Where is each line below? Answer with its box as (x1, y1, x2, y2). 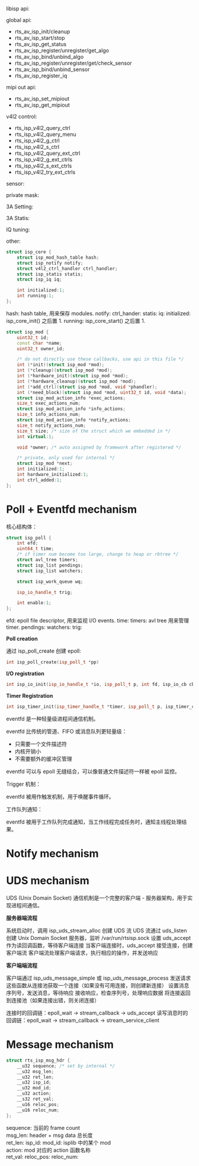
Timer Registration (6, 692, 53, 699)
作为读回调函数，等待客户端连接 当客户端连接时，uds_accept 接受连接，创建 (6, 942, 193, 949)
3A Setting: (6, 203, 34, 210)
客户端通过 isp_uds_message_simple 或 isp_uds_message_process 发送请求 (6, 974, 191, 981)
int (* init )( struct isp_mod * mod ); (17, 362, 105, 368)
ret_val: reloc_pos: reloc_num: (6, 1153, 79, 1160)
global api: (6, 17, 32, 23)
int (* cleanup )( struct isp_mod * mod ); (17, 367, 113, 373)
